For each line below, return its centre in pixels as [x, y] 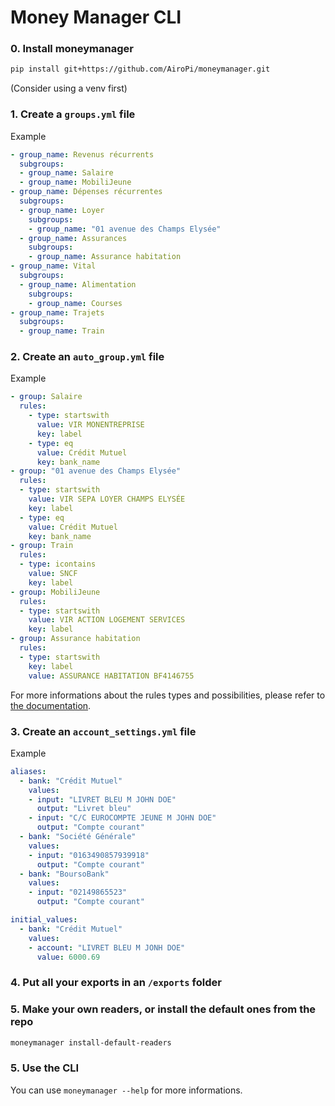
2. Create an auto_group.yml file [87, 357]
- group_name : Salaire [66, 173]
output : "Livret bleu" [84, 809]
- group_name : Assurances [73, 238]
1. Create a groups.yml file [73, 114]
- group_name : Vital [53, 266]
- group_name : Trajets [57, 312]
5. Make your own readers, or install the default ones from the [163, 1009]
